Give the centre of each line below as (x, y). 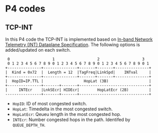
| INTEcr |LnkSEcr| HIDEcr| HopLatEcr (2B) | (78, 90)
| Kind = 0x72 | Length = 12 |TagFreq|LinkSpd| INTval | (78, 72)
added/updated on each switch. (38, 50)
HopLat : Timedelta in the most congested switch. (62, 109)
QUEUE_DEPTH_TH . (29, 125)
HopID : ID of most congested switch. (50, 104)
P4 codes (25, 9)
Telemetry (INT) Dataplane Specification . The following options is (73, 45)
